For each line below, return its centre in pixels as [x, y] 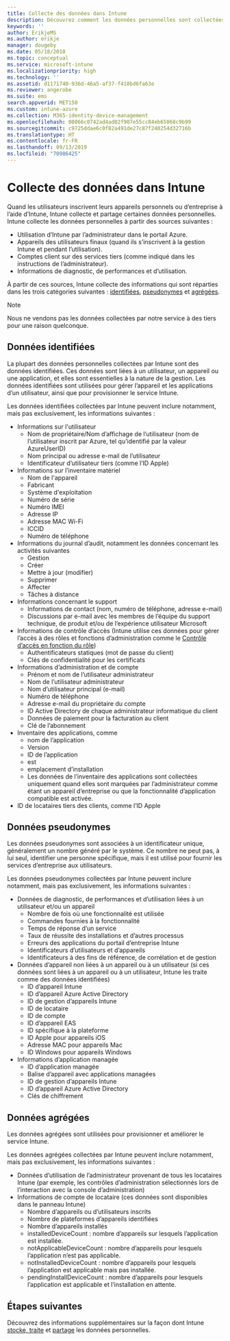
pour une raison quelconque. [48, 325]
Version [38, 747]
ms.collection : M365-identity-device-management [78, 115]
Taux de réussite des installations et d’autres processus [105, 936]
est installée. [45, 1241]
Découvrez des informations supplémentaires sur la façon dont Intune [105, 1323]
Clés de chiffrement [55, 1096]
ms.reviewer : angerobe [39, 90]
